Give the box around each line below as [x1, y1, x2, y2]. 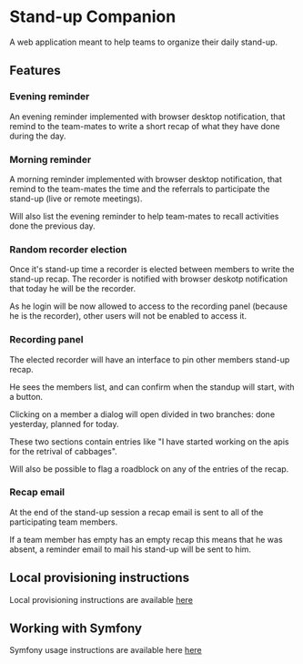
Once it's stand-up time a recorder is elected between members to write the [9, 264, 295, 275]
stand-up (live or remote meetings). [9, 193, 143, 204]
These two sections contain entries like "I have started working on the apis [9, 435, 289, 447]
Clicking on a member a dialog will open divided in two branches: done [9, 408, 276, 420]
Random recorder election [9, 243, 127, 256]
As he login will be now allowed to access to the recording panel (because [9, 301, 288, 312]
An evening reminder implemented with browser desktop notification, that [9, 111, 286, 122]
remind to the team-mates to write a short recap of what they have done [9, 120, 280, 131]
